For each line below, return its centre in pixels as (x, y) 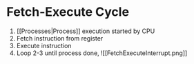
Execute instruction (44, 45)
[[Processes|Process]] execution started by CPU (86, 31)
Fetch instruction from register (60, 38)
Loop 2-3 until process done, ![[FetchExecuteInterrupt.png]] (102, 53)
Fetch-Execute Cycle (68, 12)
